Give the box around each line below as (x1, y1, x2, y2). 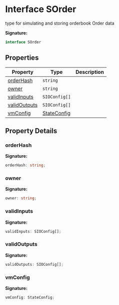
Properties (5, 54, 39, 62)
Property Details (5, 127, 57, 135)
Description (75, 68, 104, 75)
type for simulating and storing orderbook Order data (5, 20, 114, 26)
